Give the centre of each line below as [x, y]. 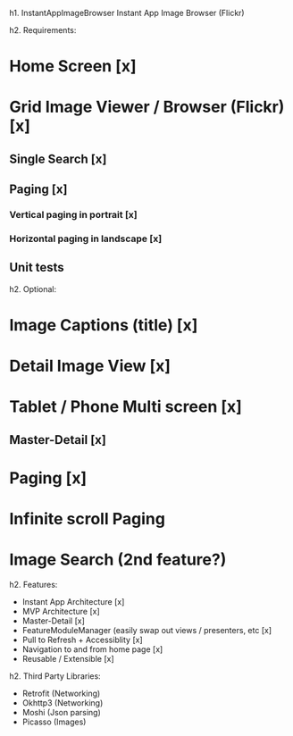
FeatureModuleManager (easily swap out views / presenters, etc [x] [147, 631]
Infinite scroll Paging [87, 519]
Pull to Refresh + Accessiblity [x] [82, 640]
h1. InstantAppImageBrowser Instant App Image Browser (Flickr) [127, 13]
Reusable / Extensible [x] [68, 659]
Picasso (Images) [54, 722]
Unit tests [37, 268]
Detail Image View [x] [90, 366]
